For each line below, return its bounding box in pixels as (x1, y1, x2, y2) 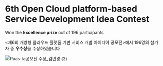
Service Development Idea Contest (5, 13, 150, 25)
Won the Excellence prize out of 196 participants (5, 29, 104, 35)
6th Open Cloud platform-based (5, 3, 138, 14)
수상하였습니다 (32, 45, 60, 51)
